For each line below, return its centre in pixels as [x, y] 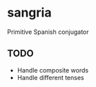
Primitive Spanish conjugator [48, 32]
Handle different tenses [50, 77]
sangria [29, 13]
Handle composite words [52, 70]
